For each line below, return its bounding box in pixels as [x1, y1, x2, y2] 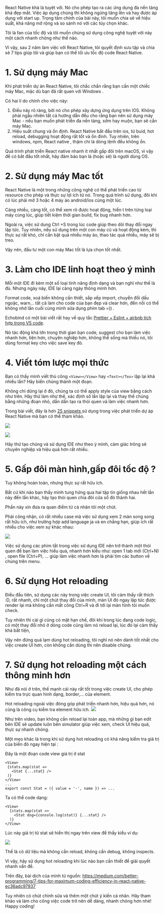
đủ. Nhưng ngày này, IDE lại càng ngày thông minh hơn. [5, 285, 117, 291]
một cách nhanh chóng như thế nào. [5, 35, 78, 41]
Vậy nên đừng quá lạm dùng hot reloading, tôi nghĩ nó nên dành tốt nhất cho [5, 637, 159, 643]
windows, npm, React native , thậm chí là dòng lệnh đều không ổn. [12, 138, 147, 144]
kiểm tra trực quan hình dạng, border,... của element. [5, 691, 112, 697]
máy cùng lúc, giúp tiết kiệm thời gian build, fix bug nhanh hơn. [5, 212, 132, 218]
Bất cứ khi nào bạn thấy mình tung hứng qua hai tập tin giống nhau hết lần [5, 489, 154, 495]
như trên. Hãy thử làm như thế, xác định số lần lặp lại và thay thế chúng [5, 393, 149, 399]
